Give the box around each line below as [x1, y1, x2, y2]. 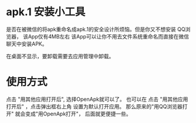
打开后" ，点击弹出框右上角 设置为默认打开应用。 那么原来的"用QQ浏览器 [6, 103, 183, 110]
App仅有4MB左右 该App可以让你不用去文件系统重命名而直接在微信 [28, 33, 190, 40]
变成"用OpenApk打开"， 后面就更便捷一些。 [25, 110, 132, 117]
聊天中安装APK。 [6, 40, 48, 47]
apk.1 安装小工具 [6, 5, 86, 19]
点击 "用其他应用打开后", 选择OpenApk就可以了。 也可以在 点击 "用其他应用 [6, 96, 188, 103]
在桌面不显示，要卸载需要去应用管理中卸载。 [6, 52, 114, 59]
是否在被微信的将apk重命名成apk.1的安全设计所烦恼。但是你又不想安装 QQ [6, 26, 186, 33]
